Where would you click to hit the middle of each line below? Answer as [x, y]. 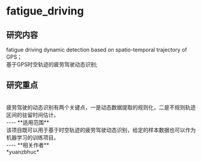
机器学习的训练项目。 [32, 137]
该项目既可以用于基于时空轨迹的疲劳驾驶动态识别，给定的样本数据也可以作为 [101, 130]
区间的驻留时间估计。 [32, 115]
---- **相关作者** [28, 145]
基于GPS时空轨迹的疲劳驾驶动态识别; [52, 64]
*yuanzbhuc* [23, 151]
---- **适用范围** [28, 122]
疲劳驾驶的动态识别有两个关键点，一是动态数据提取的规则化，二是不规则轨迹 [101, 107]
